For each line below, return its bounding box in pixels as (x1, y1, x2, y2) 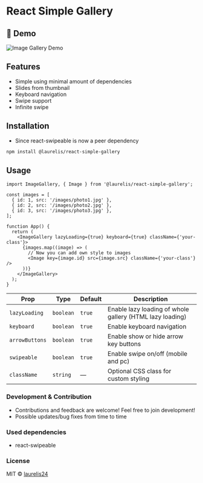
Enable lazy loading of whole (108, 305, 189, 313)
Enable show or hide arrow (108, 332, 184, 341)
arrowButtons (9, 337, 47, 344)
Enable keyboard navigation (108, 322, 187, 331)
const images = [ (6, 192, 50, 198)
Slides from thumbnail (14, 84, 70, 91)
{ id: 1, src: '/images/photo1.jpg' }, (11, 197, 112, 203)
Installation (6, 121, 50, 131)
